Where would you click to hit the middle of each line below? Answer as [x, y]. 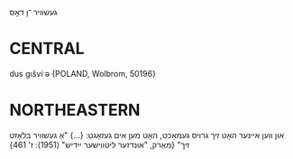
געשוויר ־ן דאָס [33, 12]
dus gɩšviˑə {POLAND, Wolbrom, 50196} [82, 73]
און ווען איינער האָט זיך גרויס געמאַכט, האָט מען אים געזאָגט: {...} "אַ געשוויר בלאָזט [147, 135]
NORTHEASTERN [75, 110]
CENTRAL [47, 49]
